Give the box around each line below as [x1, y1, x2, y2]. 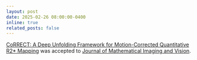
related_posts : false [6, 25, 60, 31]
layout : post [6, 8, 38, 15]
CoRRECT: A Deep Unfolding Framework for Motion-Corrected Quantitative [6, 41, 189, 48]
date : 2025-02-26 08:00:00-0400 [6, 14, 86, 20]
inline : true [6, 19, 38, 25]
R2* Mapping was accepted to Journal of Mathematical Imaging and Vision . [6, 48, 191, 55]
